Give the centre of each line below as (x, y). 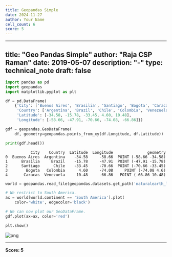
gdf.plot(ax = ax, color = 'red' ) (38, 216)
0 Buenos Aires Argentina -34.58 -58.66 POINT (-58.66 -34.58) (86, 157)
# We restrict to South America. (41, 193)
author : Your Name (25, 19)
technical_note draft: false (48, 70)
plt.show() (17, 225)
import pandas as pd (27, 82)
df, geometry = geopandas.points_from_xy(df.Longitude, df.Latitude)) (89, 134)
